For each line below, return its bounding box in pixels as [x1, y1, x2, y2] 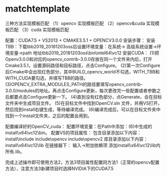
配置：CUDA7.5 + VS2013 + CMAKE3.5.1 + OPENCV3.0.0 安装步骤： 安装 [5, 37, 155, 43]
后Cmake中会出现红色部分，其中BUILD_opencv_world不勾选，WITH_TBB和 [5, 68, 160, 74]
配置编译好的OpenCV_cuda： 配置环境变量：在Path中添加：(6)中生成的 [5, 123, 152, 129]
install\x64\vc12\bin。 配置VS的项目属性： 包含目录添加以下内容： [5, 129, 142, 136]
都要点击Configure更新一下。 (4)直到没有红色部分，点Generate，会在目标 [9, 94, 162, 100]
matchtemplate [5, 3, 70, 15]
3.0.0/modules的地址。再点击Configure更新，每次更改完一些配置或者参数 [5, 87, 157, 94]
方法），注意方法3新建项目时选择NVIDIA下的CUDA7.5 [5, 165, 114, 171]
